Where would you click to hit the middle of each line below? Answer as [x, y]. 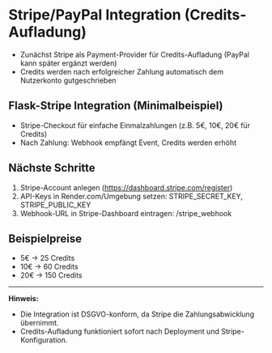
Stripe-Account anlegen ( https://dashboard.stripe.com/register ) [126, 187]
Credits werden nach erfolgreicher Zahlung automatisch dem [122, 71]
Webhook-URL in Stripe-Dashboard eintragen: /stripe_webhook [126, 213]
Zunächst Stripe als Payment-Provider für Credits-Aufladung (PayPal [134, 54]
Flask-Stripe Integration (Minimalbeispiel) [116, 106]
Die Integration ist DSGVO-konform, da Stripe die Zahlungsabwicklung [137, 314]
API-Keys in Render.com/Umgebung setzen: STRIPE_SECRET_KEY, [131, 196]
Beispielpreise [45, 238]
